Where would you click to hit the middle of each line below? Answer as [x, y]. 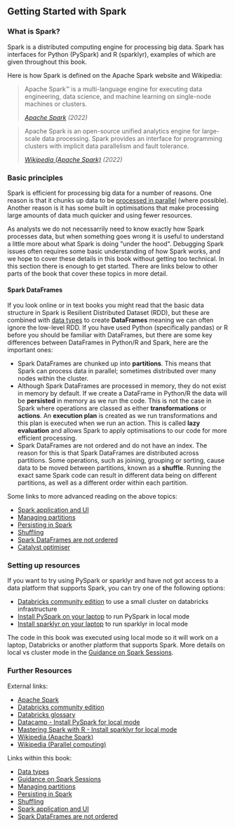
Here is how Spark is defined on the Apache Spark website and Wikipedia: [115, 75]
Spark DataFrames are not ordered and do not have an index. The [112, 445]
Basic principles [35, 177]
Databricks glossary [46, 714]
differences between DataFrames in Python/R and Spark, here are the [108, 342]
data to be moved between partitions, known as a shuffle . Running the [119, 468]
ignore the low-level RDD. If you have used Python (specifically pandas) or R [117, 328]
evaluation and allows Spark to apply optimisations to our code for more [122, 431]
